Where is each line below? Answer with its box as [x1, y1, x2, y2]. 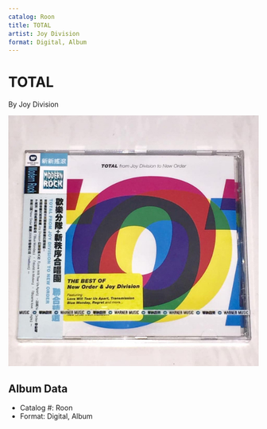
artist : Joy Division [8, 29, 80, 37]
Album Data [8, 382, 68, 396]
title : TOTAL [8, 21, 52, 29]
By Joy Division [8, 99, 60, 109]
